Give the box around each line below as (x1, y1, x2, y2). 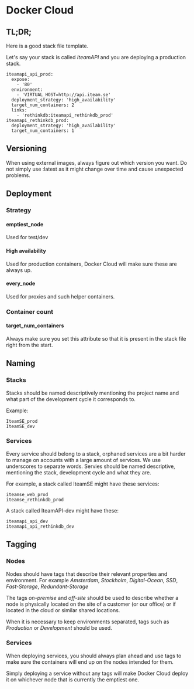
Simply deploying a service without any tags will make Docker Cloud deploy (6, 670, 189, 677)
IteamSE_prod (6, 418, 38, 424)
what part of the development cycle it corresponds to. (6, 395, 136, 402)
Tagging (6, 539, 37, 549)
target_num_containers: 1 (11, 128, 75, 134)
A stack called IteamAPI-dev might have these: (6, 507, 119, 514)
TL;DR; (6, 27, 32, 37)
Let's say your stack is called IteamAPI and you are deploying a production (6, 54, 186, 60)
